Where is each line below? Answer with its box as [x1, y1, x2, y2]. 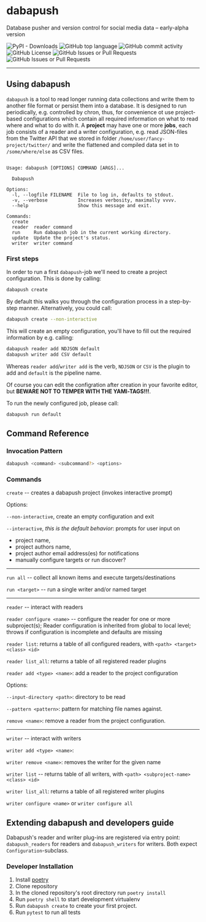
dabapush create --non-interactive [6, 316, 97, 322]
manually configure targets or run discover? [15, 557, 126, 564]
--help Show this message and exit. [12, 202, 152, 209]
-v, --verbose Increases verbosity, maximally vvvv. [12, 197, 177, 203]
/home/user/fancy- [118, 136, 166, 142]
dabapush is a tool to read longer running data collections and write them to [6, 95, 195, 103]
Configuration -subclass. [6, 847, 69, 854]
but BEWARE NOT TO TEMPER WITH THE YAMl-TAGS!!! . [6, 388, 151, 395]
